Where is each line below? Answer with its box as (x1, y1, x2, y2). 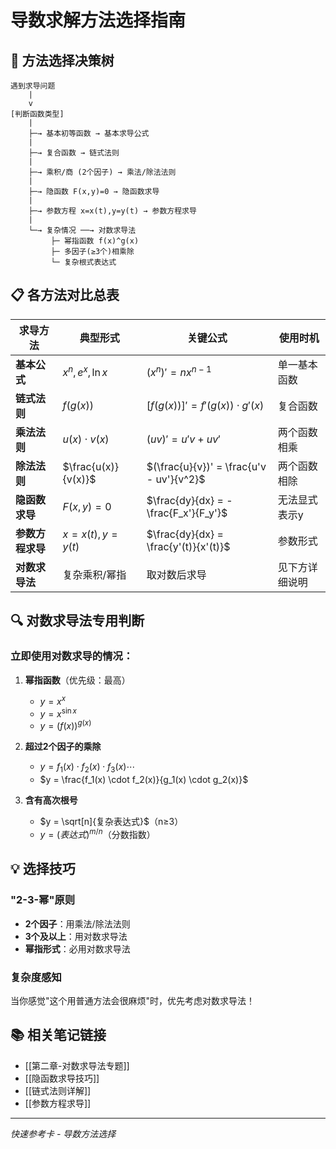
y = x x (39, 694, 67, 708)
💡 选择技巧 (10, 861, 76, 878)
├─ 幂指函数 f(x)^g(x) (50, 236, 140, 246)
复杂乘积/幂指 (62, 567, 127, 581)
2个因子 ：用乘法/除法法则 (24, 917, 131, 930)
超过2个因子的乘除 (24, 741, 102, 753)
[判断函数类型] (10, 109, 65, 119)
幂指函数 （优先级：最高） (24, 674, 131, 686)
